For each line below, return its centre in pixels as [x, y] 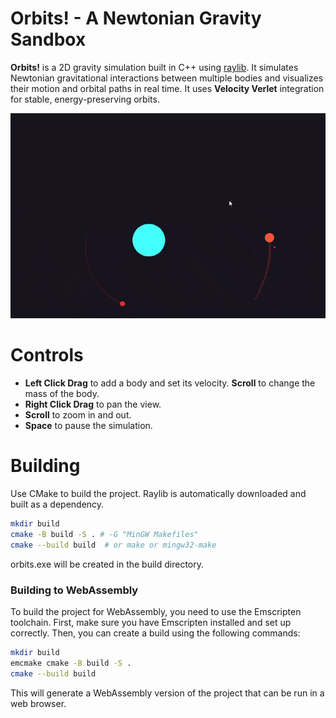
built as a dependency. [57, 504]
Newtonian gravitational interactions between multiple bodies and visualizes [167, 78]
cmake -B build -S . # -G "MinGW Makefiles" [104, 534]
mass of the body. [62, 394]
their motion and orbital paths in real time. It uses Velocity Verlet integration [167, 88]
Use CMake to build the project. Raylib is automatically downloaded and [158, 494]
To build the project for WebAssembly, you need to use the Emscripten [156, 611]
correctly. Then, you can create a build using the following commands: [155, 633]
